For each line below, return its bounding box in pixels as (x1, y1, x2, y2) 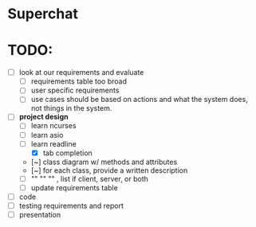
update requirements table (30, 182, 119, 192)
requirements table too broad (30, 76, 128, 86)
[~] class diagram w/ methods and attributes (30, 157, 178, 166)
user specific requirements (30, 85, 120, 96)
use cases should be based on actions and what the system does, (30, 95, 248, 104)
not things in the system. (30, 104, 112, 113)
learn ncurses (30, 121, 77, 131)
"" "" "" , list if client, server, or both (30, 174, 149, 183)
